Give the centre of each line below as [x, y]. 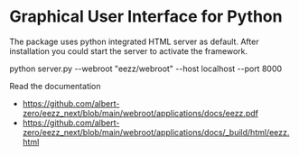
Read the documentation [55, 86]
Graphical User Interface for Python [146, 17]
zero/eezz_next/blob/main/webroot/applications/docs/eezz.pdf [140, 113]
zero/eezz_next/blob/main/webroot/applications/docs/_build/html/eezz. [156, 132]
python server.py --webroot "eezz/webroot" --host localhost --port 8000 [146, 69]
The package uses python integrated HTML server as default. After [134, 41]
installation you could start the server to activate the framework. [129, 50]
